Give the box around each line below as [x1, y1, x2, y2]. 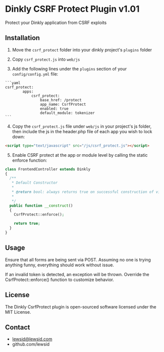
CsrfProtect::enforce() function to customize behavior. [5, 277, 114, 282]
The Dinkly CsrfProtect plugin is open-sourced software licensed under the [5, 304, 157, 309]
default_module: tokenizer [40, 110, 95, 116]
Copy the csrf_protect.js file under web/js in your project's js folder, [12, 123, 152, 129]
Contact [5, 323, 30, 331]
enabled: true [40, 106, 69, 111]
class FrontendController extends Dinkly [5, 166, 91, 172]
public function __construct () [9, 203, 73, 208]
